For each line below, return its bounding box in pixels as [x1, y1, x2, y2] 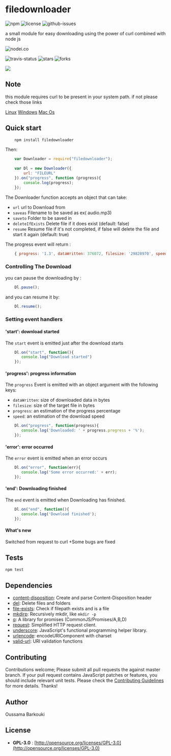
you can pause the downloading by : [5, 274, 81, 281]
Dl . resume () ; [14, 304, 42, 309]
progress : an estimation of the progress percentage [12, 408, 121, 414]
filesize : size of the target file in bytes [12, 402, 95, 408]
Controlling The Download [5, 263, 72, 270]
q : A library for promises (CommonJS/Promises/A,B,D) [12, 616, 127, 623]
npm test [5, 567, 24, 572]
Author [5, 698, 28, 706]
